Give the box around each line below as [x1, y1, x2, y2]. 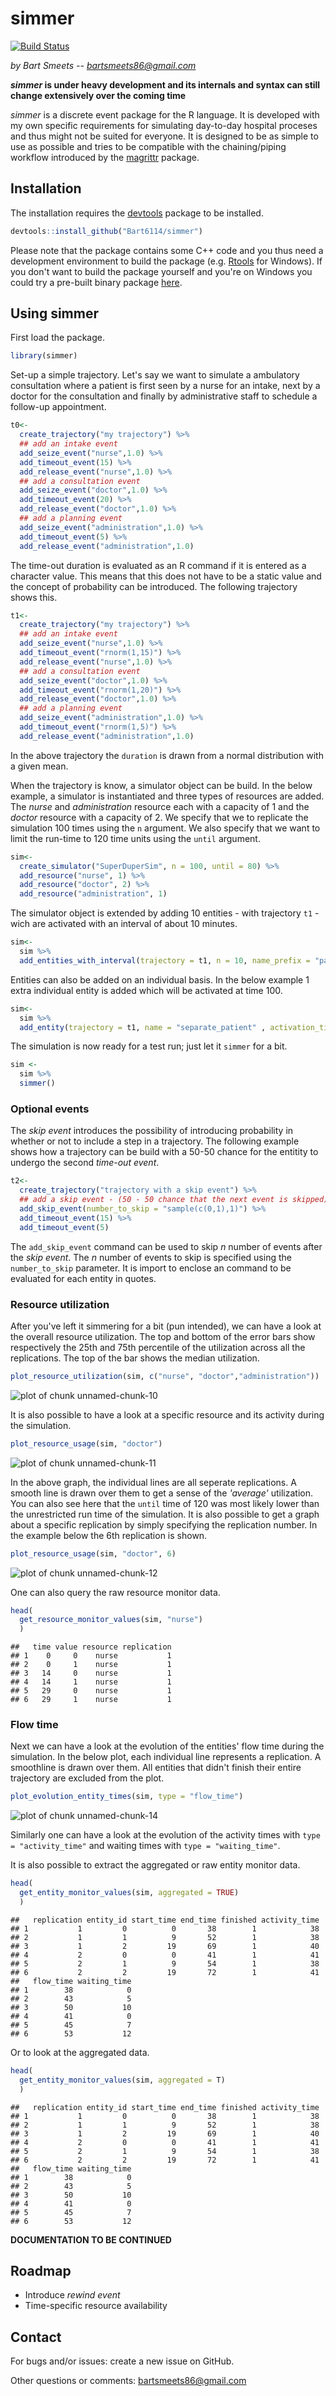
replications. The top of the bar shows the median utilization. [10, 1352, 260, 1364]
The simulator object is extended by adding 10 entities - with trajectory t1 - [10, 907, 320, 919]
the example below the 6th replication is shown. [10, 1529, 208, 1541]
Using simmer [10, 305, 99, 322]
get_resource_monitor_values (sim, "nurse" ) [19, 1615, 203, 1625]
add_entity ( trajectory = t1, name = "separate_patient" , [19, 1022, 267, 1032]
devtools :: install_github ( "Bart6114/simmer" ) [10, 226, 203, 236]
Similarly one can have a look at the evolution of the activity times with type [10, 1829, 321, 1841]
